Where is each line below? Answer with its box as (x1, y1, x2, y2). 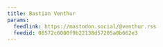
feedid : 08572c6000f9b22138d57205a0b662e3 (13, 29, 138, 37)
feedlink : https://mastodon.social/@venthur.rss (13, 23, 157, 30)
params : (7, 17, 30, 23)
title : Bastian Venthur (7, 10, 76, 17)
